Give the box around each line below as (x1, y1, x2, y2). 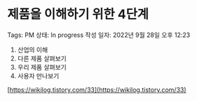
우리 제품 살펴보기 (17, 63, 67, 71)
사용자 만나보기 (17, 71, 60, 80)
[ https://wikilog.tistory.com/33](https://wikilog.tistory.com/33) (7, 85, 187, 94)
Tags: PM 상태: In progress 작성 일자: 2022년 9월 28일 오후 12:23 (7, 31, 191, 39)
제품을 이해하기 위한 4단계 (7, 6, 149, 22)
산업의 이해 (17, 45, 48, 54)
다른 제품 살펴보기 (17, 54, 67, 63)
